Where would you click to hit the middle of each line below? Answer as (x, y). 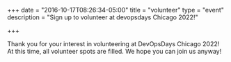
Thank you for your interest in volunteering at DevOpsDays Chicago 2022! (113, 44)
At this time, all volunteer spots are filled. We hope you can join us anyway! (114, 51)
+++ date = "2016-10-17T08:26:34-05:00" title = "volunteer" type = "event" (116, 10)
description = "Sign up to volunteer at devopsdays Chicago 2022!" (103, 17)
